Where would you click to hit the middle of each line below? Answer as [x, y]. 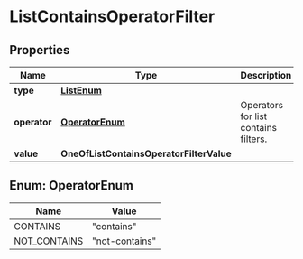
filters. [254, 139]
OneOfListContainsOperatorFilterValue [146, 153]
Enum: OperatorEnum [71, 185]
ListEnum [81, 90]
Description [266, 75]
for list [254, 116]
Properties [40, 50]
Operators [262, 105]
